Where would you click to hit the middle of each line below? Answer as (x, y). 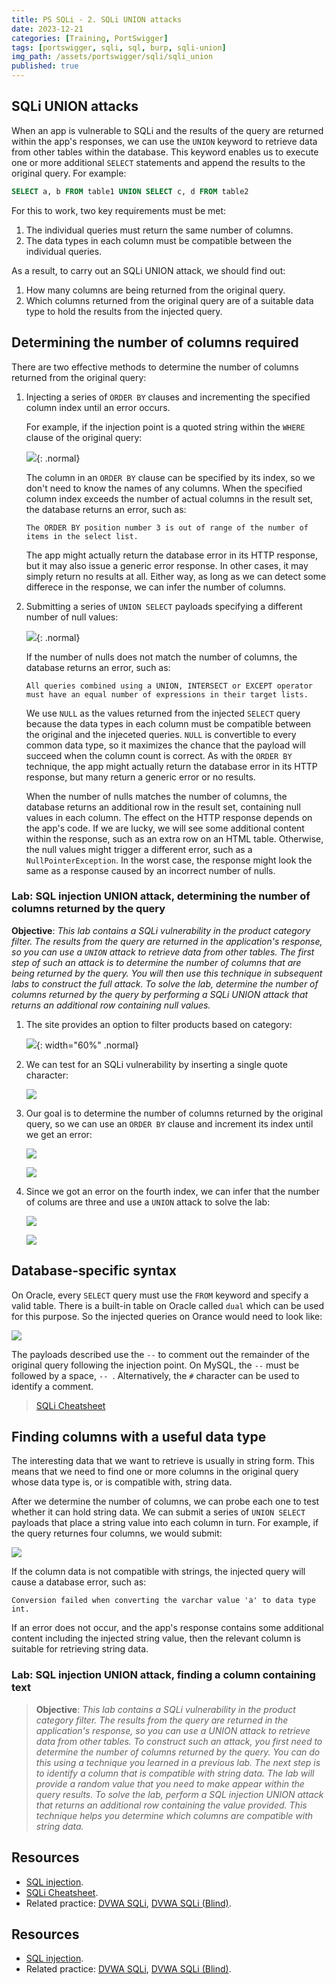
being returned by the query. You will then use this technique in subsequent (167, 973)
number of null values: (72, 617)
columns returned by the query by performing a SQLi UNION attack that (160, 994)
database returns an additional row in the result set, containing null (163, 807)
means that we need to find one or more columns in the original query (155, 1472)
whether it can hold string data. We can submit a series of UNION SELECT (158, 1512)
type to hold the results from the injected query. (124, 311)
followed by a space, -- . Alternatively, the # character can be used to (155, 1375)
